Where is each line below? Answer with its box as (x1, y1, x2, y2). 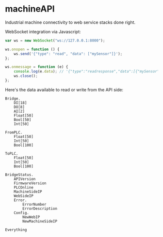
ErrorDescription (22, 206, 57, 211)
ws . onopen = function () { (5, 47, 60, 52)
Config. (14, 210, 29, 215)
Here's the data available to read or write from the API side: (5, 87, 124, 92)
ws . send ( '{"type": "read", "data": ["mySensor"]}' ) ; (14, 51, 123, 56)
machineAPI (5, 3, 55, 15)
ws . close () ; (14, 74, 38, 78)
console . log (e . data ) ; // (14, 69, 64, 74)
